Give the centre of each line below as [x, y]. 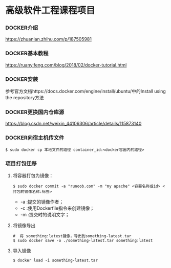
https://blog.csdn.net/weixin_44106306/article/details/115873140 [73, 124]
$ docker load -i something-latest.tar [55, 260]
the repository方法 [25, 98]
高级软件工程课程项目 [50, 10]
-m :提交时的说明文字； [45, 214]
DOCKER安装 [22, 79]
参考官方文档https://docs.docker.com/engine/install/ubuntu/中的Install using [86, 91]
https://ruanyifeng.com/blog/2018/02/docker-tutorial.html [66, 65]
